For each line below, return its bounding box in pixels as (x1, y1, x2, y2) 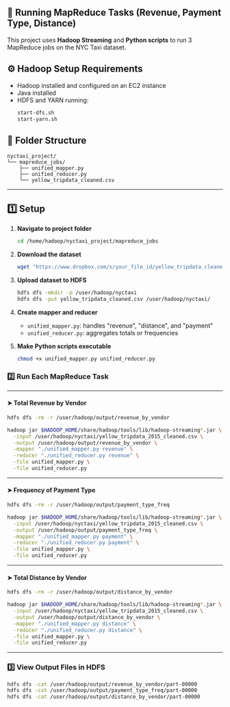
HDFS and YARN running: (16, 96, 89, 104)
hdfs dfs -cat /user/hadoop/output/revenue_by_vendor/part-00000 (7, 681, 197, 688)
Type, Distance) (7, 18, 77, 30)
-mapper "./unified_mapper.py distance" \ (13, 620, 136, 627)
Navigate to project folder (16, 225, 92, 232)
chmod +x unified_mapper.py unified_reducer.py (16, 355, 155, 362)
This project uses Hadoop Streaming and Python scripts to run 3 (7, 36, 192, 44)
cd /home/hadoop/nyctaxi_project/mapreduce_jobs (16, 238, 159, 245)
